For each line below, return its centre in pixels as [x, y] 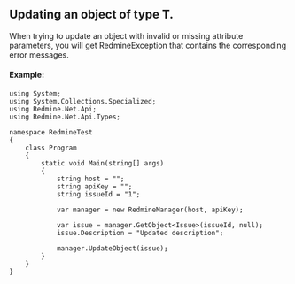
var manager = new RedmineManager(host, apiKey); [150, 210]
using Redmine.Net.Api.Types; [65, 117]
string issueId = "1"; [98, 195]
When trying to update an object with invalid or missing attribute [126, 35]
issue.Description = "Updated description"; [140, 234]
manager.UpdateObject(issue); [112, 249]
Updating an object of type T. [92, 15]
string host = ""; [90, 179]
